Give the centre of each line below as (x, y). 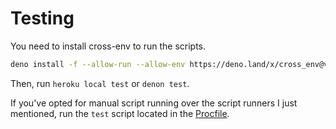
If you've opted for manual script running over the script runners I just (154, 103)
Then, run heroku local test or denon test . (100, 83)
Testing (42, 18)
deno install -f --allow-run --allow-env (98, 64)
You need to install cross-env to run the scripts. (108, 46)
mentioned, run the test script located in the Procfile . (120, 113)
